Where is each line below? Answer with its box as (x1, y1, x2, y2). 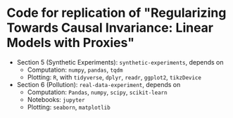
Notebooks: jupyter (27, 95, 85, 103)
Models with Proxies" (6, 35, 135, 51)
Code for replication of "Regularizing (6, 5, 227, 21)
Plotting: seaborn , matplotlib (27, 103, 111, 111)
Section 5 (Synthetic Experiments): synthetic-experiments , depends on (16, 58, 224, 66)
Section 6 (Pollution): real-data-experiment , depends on (16, 80, 181, 88)
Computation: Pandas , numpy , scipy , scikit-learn (27, 88, 168, 96)
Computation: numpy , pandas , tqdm (27, 65, 123, 74)
